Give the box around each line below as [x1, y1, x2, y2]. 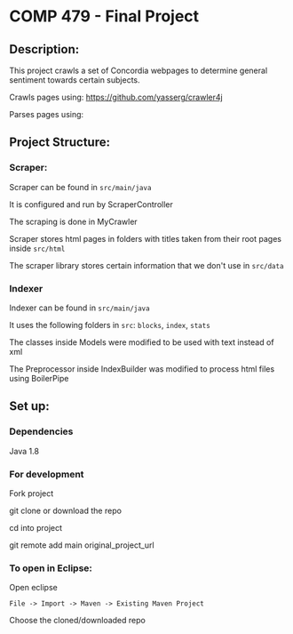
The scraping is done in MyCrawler [9, 216, 138, 227]
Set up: [9, 398, 51, 414]
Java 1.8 [9, 445, 40, 456]
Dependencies [9, 425, 74, 437]
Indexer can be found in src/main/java [9, 302, 150, 313]
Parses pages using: [9, 109, 84, 119]
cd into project [9, 522, 63, 533]
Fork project [9, 487, 54, 499]
